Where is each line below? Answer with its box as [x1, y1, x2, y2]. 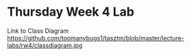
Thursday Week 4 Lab [7, 4, 135, 20]
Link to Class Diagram [7, 27, 69, 35]
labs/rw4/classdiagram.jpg [7, 41, 83, 49]
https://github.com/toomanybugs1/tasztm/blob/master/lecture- [7, 33, 185, 42]
